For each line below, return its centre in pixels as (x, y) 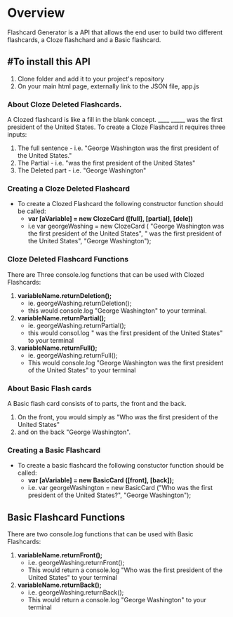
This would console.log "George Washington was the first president (126, 362)
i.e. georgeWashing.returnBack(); (76, 592)
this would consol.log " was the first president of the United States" (125, 333)
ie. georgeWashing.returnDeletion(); (80, 303)
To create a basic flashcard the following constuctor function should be (121, 466)
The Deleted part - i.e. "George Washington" (82, 170)
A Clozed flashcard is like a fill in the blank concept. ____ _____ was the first (115, 120)
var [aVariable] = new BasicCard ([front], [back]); (101, 480)
